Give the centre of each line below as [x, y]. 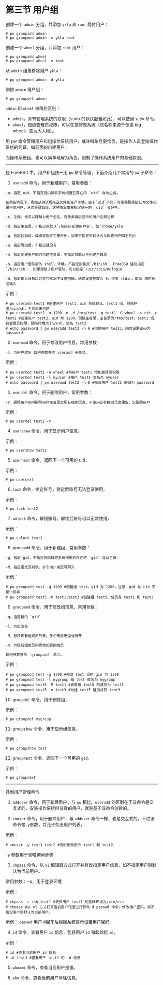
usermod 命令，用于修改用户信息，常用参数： [57, 342]
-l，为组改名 [17, 626]
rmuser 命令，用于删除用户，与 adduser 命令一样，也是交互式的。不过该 [83, 818]
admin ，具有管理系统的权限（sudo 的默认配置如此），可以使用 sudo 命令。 [85, 118]
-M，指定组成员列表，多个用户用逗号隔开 [40, 567]
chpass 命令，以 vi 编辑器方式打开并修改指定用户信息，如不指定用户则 [82, 865]
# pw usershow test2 [26, 450]
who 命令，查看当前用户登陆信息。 [46, 978]
